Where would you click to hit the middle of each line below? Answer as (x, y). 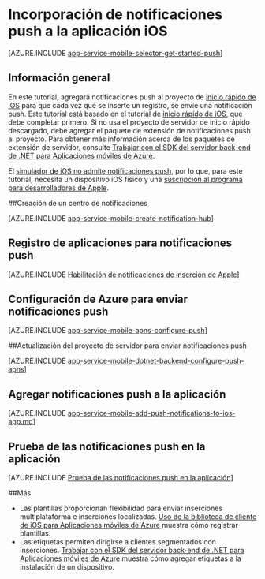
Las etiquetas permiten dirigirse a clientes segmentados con (118, 542)
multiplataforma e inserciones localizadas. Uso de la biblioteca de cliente (138, 517)
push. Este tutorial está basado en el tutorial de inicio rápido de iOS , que (125, 114)
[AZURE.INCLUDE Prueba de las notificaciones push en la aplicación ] (121, 478)
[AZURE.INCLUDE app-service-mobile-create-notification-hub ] (111, 218)
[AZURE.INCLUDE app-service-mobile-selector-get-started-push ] (116, 53)
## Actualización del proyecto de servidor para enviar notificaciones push (127, 346)
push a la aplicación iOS (88, 31)
